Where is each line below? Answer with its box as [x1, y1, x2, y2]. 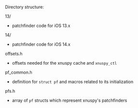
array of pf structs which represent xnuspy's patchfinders [12, 97, 127, 103]
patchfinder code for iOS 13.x [12, 23, 71, 28]
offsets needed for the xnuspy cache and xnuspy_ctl [12, 60, 117, 66]
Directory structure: [5, 4, 44, 10]
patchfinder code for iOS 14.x [12, 41, 71, 47]
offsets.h [5, 51, 23, 56]
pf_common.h [5, 69, 32, 75]
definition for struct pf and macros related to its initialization [12, 79, 134, 84]
